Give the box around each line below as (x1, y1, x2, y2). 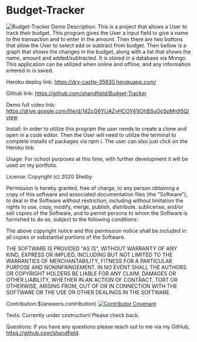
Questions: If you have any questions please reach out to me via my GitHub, (6, 323, 190, 330)
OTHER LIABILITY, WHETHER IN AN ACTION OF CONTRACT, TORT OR (6, 276, 178, 283)
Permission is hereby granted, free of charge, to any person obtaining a (6, 184, 179, 192)
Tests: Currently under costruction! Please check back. (6, 311, 139, 318)
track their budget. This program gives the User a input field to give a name (6, 29, 189, 36)
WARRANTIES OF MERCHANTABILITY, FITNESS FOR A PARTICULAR (6, 257, 172, 264)
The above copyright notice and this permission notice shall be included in (6, 227, 186, 234)
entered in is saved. (6, 67, 54, 74)
